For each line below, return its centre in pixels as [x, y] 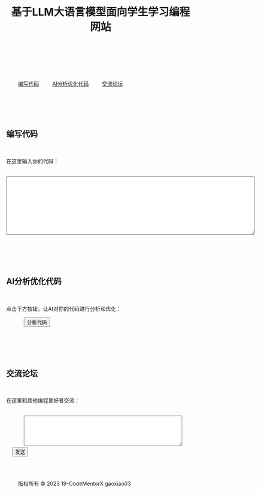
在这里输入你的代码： [32, 161]
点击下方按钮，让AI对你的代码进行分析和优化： [64, 308]
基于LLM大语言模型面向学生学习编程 [101, 12]
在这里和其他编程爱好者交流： [43, 401]
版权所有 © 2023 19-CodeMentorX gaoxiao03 [74, 484]
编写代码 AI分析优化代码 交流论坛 [70, 83]
